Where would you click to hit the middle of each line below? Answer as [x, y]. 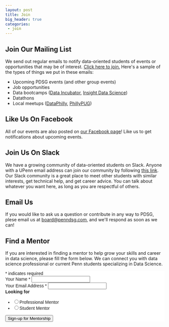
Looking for [17, 292]
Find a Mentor [28, 241]
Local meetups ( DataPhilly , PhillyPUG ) [52, 103]
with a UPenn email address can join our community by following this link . [82, 170]
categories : [18, 24]
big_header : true [24, 19]
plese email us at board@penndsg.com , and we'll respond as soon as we [81, 220]
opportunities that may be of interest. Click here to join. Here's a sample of [83, 67]
